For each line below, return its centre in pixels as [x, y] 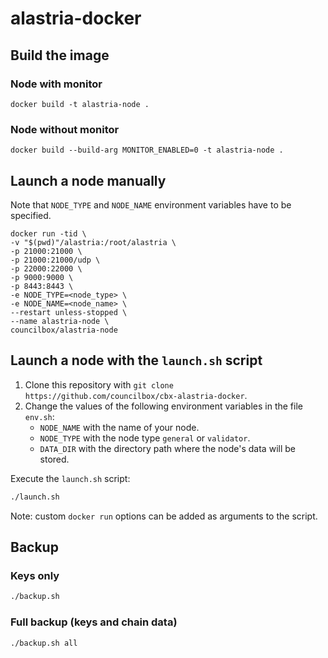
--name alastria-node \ [60, 321]
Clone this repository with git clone [99, 384]
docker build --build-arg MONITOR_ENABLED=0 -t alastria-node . [147, 150]
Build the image [60, 55]
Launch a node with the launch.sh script [136, 360]
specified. [31, 215]
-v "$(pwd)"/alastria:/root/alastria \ [93, 242]
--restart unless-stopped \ [69, 312]
